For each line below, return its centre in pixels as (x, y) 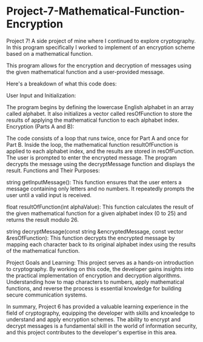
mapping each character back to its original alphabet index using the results (101, 244)
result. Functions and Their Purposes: (53, 170)
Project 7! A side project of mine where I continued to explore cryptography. (101, 41)
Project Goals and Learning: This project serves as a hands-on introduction (100, 263)
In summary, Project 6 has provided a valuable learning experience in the (98, 306)
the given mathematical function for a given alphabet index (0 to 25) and (97, 213)
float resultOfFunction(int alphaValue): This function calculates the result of (100, 207)
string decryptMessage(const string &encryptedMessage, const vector (95, 231)
